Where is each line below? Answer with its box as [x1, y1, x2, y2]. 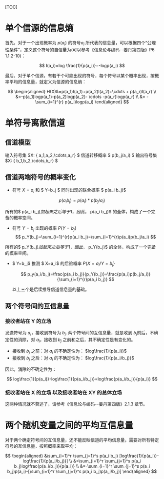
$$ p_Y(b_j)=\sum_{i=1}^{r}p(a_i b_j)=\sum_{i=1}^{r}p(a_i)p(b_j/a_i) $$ [15, 234, 156, 239]
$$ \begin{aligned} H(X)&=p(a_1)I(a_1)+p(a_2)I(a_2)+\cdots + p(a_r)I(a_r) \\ [7, 88, 157, 94]
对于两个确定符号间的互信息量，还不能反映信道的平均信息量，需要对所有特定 [5, 437, 159, 443]
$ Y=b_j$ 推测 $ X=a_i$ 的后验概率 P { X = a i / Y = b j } [12, 260, 115, 267]
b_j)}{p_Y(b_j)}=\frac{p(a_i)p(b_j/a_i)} [75, 271, 151, 277]
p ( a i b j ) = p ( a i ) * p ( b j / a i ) [59, 198, 105, 204]
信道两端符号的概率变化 [5, 173, 76, 181]
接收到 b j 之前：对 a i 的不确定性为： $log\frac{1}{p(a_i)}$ [12, 348, 127, 355]
